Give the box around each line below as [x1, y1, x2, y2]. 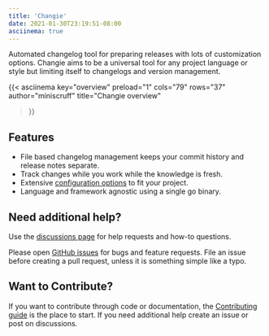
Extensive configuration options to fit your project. [20, 178, 189, 188]
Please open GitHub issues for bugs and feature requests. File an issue [8, 247, 246, 257]
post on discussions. [8, 318, 78, 328]
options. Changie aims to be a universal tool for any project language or [8, 58, 248, 68]
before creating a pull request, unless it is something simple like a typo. [8, 256, 247, 265]
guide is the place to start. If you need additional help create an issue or [8, 310, 249, 320]
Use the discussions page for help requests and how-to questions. [8, 232, 232, 241]
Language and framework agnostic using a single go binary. [20, 186, 222, 196]
